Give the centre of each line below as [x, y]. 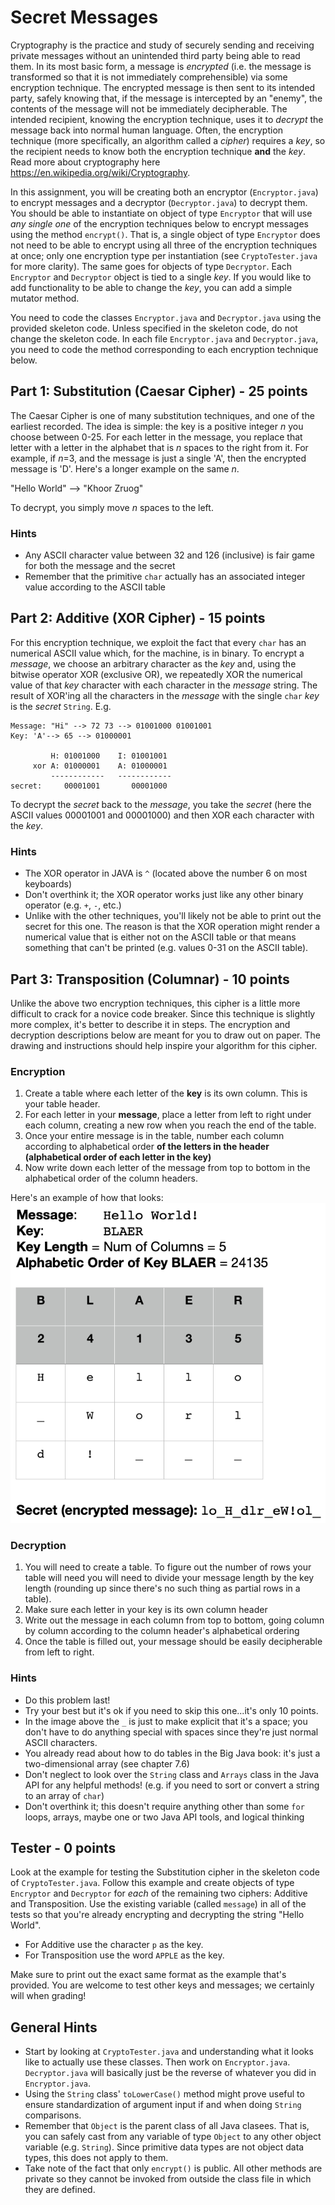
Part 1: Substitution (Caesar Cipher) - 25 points [159, 391]
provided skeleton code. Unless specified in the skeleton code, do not [154, 328]
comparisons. [53, 2115]
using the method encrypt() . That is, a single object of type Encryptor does [165, 234]
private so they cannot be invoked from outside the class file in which [168, 2179]
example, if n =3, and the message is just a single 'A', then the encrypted [158, 458]
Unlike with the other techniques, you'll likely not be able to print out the [173, 916]
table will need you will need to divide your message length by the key [169, 1578]
